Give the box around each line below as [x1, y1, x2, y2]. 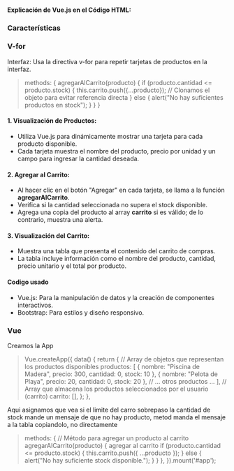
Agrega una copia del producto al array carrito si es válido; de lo [17, 208, 204, 216]
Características [7, 23, 61, 33]
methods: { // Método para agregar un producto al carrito [24, 433, 189, 442]
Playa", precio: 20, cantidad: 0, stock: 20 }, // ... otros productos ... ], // [24, 377, 227, 385]
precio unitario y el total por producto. [17, 262, 127, 270]
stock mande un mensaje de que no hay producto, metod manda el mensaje [7, 412, 226, 421]
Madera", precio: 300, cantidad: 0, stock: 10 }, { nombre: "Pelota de [24, 370, 219, 378]
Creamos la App [7, 341, 54, 350]
